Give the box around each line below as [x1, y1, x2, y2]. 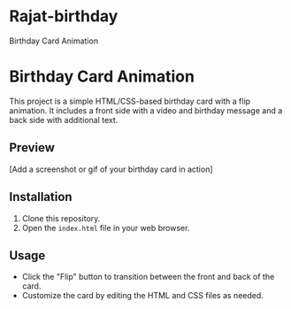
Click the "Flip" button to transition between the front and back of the [21, 272, 275, 282]
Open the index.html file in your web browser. [21, 222, 190, 233]
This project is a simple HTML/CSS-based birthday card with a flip [9, 96, 250, 106]
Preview [9, 140, 56, 156]
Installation [9, 189, 73, 205]
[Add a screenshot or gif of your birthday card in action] [9, 164, 214, 174]
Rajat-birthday [9, 6, 119, 27]
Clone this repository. [21, 212, 101, 223]
